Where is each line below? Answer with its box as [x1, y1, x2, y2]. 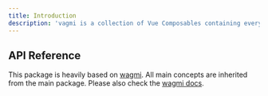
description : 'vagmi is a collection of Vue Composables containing [8, 19, 241, 27]
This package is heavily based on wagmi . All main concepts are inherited [8, 70, 248, 80]
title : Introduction [8, 11, 77, 20]
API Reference [8, 49, 81, 62]
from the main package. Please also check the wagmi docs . [8, 78, 205, 88]
